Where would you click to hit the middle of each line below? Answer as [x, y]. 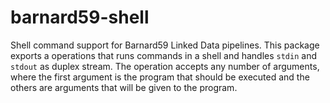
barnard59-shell [80, 17]
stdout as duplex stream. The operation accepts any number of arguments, [165, 66]
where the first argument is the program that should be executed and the [160, 77]
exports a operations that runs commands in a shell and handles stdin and [163, 55]
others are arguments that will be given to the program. [124, 87]
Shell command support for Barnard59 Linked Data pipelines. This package [165, 45]
